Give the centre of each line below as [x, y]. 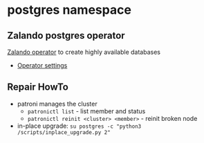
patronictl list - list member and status [86, 111]
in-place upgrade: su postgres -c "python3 [79, 126]
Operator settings [42, 65]
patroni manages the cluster [57, 104]
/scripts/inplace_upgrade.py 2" [64, 132]
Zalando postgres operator [66, 36]
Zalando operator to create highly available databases [84, 52]
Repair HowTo [38, 87]
